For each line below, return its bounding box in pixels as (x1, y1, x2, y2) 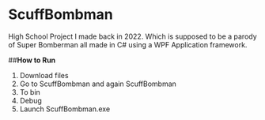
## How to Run (8, 55, 56, 65)
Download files (19, 70, 69, 80)
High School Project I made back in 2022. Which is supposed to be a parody (8, 32, 257, 41)
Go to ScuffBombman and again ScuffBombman (19, 79, 176, 88)
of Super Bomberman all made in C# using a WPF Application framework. (8, 39, 248, 49)
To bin (19, 87, 41, 96)
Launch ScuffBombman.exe (19, 104, 111, 114)
